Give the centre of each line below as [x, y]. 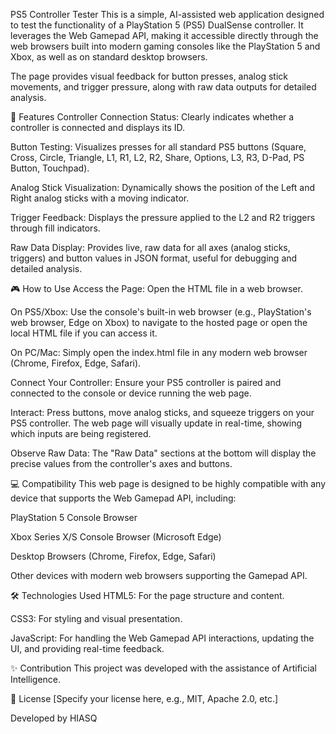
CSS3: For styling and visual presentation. [96, 618]
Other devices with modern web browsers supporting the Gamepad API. [159, 575]
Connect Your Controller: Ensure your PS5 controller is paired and [146, 382]
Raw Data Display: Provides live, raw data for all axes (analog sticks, [150, 247]
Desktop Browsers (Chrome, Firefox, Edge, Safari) [113, 556]
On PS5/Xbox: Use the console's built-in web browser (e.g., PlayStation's [161, 312]
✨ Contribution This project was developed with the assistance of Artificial [163, 668]
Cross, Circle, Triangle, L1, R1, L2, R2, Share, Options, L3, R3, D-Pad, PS [157, 157]
